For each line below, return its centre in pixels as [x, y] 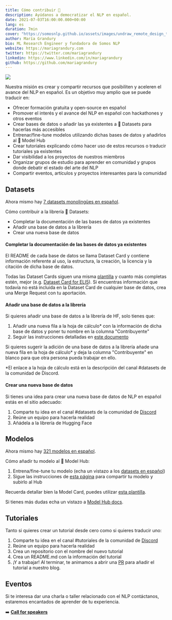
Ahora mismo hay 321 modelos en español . [51, 451]
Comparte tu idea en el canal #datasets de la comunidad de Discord [84, 412]
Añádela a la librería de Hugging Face [52, 423]
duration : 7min [21, 29]
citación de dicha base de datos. [40, 267]
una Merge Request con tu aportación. [46, 293]
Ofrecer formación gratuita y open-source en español [69, 108]
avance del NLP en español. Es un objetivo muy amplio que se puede [78, 92]
